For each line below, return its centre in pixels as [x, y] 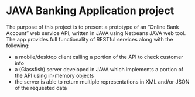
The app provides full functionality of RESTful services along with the [90, 39]
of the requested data [41, 88]
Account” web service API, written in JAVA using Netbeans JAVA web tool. [96, 33]
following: [18, 46]
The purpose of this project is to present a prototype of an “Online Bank [93, 27]
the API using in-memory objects [54, 75]
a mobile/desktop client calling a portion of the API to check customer [99, 57]
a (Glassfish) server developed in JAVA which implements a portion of [99, 69]
